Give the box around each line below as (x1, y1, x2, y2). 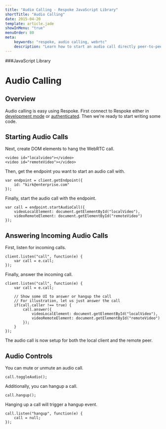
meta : (5, 35, 16, 40)
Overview (5, 95, 36, 103)
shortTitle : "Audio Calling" (5, 12, 65, 17)
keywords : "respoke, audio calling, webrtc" (14, 40, 107, 45)
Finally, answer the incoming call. (5, 271, 73, 277)
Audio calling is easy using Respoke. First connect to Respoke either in (5, 107, 149, 114)
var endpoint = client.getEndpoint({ (5, 178, 83, 183)
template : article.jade (5, 21, 54, 26)
